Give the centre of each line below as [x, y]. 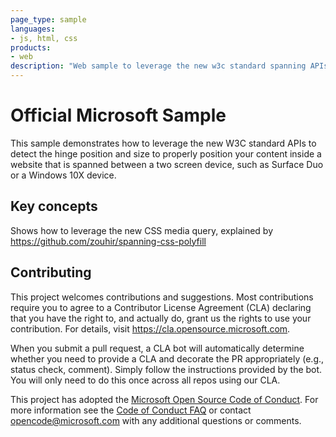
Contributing [51, 272]
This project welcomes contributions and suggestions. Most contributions [162, 297]
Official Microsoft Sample [118, 115]
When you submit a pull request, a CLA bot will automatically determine [157, 348]
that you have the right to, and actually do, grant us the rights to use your [161, 318]
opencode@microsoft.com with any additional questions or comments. [156, 420]
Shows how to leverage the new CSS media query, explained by [142, 230]
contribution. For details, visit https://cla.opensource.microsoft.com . [150, 328]
